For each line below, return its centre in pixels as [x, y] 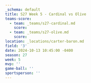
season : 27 [16, 55]
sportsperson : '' [23, 73]
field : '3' [16, 46]
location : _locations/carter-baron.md [45, 41]
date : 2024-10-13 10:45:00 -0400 [39, 50]
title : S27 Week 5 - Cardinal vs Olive [46, 14]
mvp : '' [13, 64]
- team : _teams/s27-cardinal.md [43, 23]
